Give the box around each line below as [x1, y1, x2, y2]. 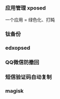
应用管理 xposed [5, 4, 46, 11]
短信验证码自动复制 [5, 73, 52, 80]
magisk [5, 87, 24, 94]
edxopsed [5, 44, 30, 51]
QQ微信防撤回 [5, 59, 39, 66]
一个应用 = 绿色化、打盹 [5, 17, 55, 23]
